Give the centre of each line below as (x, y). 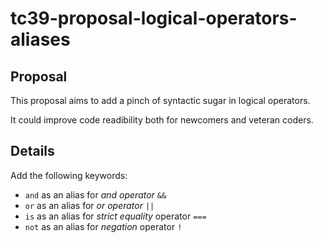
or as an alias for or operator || (89, 205)
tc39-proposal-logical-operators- (154, 18)
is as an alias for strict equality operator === (115, 216)
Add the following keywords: (69, 175)
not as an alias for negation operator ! (103, 226)
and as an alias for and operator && (95, 194)
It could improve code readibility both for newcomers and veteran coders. (162, 120)
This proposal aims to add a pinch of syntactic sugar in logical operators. (160, 100)
